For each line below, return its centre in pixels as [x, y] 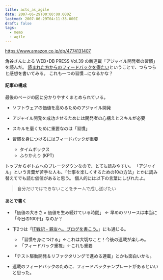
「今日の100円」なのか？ [37, 219]
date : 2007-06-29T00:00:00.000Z [38, 14]
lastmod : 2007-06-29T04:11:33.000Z [41, 19]
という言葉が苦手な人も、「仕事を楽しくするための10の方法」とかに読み [86, 172]
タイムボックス [35, 150]
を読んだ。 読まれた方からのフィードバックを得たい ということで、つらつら [81, 67]
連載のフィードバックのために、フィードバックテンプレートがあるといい [85, 267]
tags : [11, 28]
